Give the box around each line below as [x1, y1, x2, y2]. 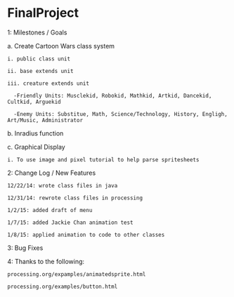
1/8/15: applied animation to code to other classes [7, 231, 165, 238]
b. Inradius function [7, 128, 64, 138]
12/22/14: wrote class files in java [7, 182, 118, 189]
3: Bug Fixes [7, 244, 44, 252]
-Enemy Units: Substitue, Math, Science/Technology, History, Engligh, [13, 110, 228, 117]
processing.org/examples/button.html [7, 283, 118, 290]
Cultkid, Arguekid [7, 98, 61, 105]
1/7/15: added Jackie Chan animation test [7, 219, 134, 226]
